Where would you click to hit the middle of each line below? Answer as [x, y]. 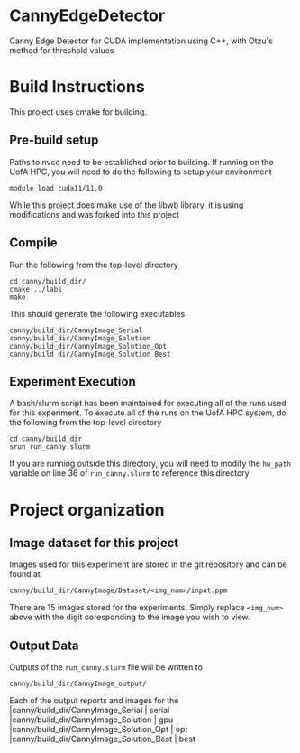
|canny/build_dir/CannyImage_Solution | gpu [91, 720]
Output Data [44, 645]
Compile [33, 243]
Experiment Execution [73, 381]
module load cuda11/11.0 [56, 188]
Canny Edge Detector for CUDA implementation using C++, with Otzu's [141, 41]
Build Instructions [77, 87]
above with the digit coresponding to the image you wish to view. [130, 617]
